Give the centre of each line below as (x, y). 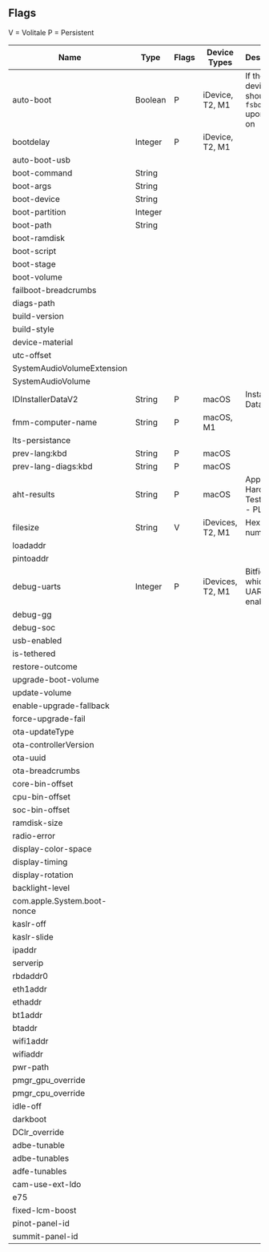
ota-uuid (29, 758)
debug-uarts (37, 586)
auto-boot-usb (41, 159)
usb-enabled (37, 640)
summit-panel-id (45, 1236)
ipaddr (25, 950)
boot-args (32, 186)
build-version (38, 316)
